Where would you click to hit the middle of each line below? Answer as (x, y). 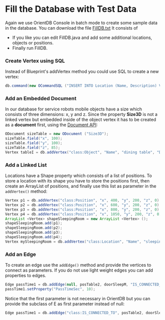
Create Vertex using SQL (35, 61)
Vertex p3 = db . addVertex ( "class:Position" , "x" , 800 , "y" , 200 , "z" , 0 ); (83, 210)
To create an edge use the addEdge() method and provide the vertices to (78, 265)
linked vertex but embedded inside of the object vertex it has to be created (81, 120)
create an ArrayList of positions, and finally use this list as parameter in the (81, 186)
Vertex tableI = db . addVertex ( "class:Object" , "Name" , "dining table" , (80, 152)
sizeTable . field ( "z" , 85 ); (33, 148)
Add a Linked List (26, 165)
